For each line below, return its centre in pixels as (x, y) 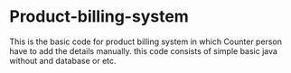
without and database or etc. (63, 60)
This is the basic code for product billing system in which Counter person (146, 41)
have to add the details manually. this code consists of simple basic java (144, 50)
